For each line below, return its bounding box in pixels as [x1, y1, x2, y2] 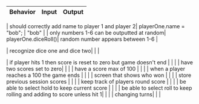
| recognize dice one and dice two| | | [6, 47, 100, 54]
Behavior [9, 8, 36, 16]
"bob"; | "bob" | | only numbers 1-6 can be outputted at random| [6, 29, 166, 36]
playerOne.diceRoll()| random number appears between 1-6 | [6, 35, 158, 43]
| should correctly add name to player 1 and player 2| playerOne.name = [6, 23, 186, 29]
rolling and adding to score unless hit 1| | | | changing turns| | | [6, 91, 161, 98]
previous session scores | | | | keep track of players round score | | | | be [6, 78, 186, 85]
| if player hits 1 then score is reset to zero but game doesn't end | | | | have [6, 59, 194, 66]
